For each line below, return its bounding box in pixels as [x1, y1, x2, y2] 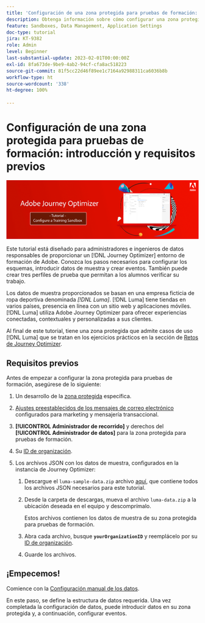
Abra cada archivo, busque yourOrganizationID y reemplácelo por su [24, 532, 198, 540]
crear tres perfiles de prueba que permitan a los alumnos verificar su [6, 271, 179, 279]
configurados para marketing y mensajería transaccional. [15, 410, 159, 418]
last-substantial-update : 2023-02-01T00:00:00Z [6, 55, 130, 61]
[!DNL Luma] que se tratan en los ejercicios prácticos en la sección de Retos [6, 333, 198, 341]
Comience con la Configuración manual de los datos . [6, 585, 140, 592]
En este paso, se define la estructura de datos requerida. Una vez [6, 596, 171, 604]
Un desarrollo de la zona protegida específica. [15, 392, 132, 399]
